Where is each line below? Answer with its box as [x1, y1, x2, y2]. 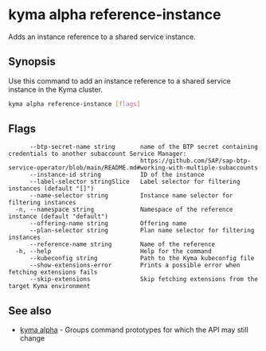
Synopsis [8, 55, 56, 68]
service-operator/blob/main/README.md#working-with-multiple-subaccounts [8, 164, 259, 172]
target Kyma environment [8, 283, 91, 291]
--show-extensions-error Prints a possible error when [29, 261, 241, 270]
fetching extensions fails [8, 268, 98, 276]
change [19, 333, 45, 343]
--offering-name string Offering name [29, 220, 187, 228]
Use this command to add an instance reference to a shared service [8, 76, 231, 85]
